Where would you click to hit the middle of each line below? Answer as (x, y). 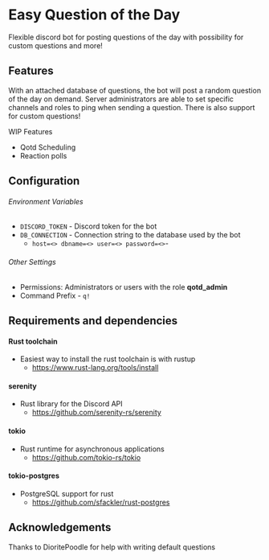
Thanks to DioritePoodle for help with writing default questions (112, 547)
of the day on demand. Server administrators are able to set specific (121, 99)
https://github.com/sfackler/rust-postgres (101, 502)
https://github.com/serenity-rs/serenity (97, 413)
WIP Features (31, 131)
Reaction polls (43, 155)
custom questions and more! (55, 45)
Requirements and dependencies (93, 321)
